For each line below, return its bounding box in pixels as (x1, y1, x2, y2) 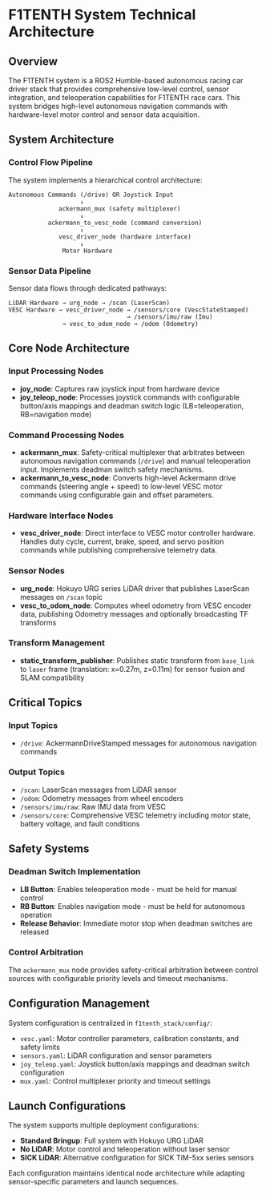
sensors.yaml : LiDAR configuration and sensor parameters (19, 1051, 212, 1060)
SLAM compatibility (19, 673, 85, 682)
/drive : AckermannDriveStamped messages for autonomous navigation (19, 738, 257, 748)
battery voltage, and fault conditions (19, 818, 140, 828)
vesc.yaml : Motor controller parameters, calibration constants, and (19, 1033, 239, 1043)
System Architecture (8, 133, 115, 147)
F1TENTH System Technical (8, 6, 196, 24)
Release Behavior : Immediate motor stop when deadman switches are (19, 919, 253, 928)
